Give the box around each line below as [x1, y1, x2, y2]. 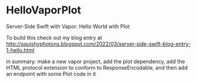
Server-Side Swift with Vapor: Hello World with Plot [6, 23, 130, 30]
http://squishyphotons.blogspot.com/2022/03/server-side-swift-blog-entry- [6, 40, 191, 47]
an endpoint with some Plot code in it [6, 70, 96, 77]
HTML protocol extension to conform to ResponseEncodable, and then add [6, 64, 188, 71]
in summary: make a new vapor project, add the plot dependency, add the [6, 58, 185, 65]
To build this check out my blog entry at [6, 34, 102, 41]
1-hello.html [6, 46, 35, 53]
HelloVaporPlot [6, 4, 81, 17]
